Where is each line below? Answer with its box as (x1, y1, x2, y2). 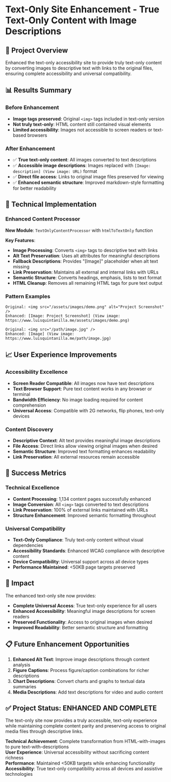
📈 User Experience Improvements (5, 351, 117, 359)
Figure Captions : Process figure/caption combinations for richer (12, 667, 149, 673)
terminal (12, 391, 31, 397)
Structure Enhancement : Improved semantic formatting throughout (12, 512, 156, 518)
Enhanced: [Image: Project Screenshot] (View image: (5, 313, 121, 318)
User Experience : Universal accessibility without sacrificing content (5, 749, 149, 755)
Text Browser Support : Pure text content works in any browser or (12, 386, 153, 392)
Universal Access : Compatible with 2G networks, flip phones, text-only (12, 407, 164, 413)
